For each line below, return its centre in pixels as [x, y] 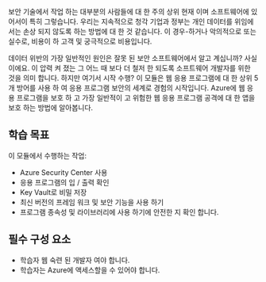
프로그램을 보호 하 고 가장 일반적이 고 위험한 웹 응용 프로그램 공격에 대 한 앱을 [136, 98]
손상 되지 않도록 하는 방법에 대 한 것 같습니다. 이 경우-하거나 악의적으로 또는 [139, 31]
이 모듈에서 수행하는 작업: [48, 155]
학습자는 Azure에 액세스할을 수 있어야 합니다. [90, 270]
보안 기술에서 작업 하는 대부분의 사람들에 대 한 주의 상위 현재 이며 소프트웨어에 [129, 11]
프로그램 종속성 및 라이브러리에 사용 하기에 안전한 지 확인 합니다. [119, 211]
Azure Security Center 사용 [64, 172]
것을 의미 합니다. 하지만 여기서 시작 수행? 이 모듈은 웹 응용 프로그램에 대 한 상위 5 [133, 78]
